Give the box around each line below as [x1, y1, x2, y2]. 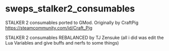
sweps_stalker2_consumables [5, 3, 135, 14]
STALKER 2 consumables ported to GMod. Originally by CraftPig [5, 19, 139, 25]
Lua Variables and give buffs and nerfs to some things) [5, 39, 120, 45]
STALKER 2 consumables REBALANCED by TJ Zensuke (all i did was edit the [5, 34, 164, 40]
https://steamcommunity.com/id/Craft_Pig [5, 24, 92, 30]
